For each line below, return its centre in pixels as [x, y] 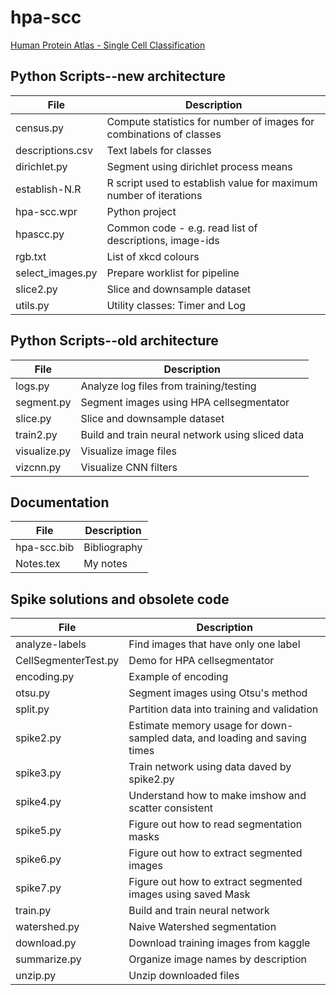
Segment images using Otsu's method [218, 693]
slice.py [33, 418]
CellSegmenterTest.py [67, 661]
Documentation [60, 502]
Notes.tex [38, 564]
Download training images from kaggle [219, 943]
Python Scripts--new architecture [118, 76]
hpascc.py [40, 234]
